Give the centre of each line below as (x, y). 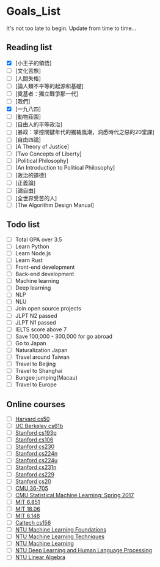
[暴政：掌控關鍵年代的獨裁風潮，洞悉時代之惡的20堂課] (85, 132)
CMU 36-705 (32, 488)
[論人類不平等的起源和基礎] (49, 86)
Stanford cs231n (36, 467)
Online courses (36, 404)
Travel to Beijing (35, 364)
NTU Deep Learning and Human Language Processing (84, 550)
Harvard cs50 (32, 419)
